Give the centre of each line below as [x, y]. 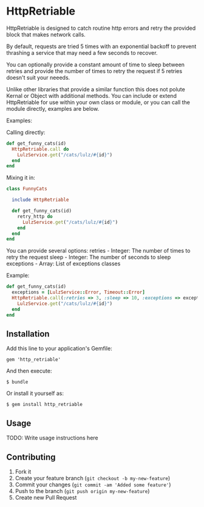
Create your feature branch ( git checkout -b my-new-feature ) [93, 478]
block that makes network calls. [46, 34]
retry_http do [35, 216]
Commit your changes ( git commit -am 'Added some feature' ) [93, 484]
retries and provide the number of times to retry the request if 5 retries [94, 71]
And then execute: [29, 371]
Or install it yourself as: [35, 393]
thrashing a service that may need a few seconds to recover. [82, 52]
